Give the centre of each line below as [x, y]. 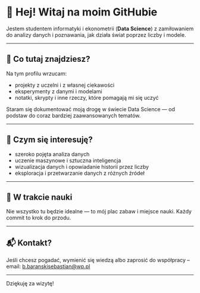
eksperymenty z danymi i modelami [58, 91]
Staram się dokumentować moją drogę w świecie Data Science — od [91, 109]
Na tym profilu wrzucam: [37, 73]
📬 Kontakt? [29, 243]
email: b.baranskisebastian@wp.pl [48, 266]
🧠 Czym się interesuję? [50, 140]
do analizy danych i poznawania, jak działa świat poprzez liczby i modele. [96, 34]
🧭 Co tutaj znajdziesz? [48, 59]
